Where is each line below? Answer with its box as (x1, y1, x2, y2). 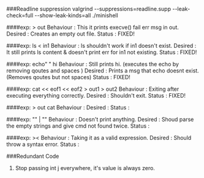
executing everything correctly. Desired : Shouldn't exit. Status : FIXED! (6, 92, 186, 99)
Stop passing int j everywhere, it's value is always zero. (15, 164, 155, 171)
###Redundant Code (6, 153, 59, 160)
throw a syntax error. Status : (6, 141, 80, 148)
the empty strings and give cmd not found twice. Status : (6, 122, 150, 130)
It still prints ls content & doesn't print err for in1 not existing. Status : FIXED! (6, 48, 197, 56)
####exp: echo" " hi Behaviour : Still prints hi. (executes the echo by (6, 61, 179, 68)
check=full (6, 12, 34, 19)
